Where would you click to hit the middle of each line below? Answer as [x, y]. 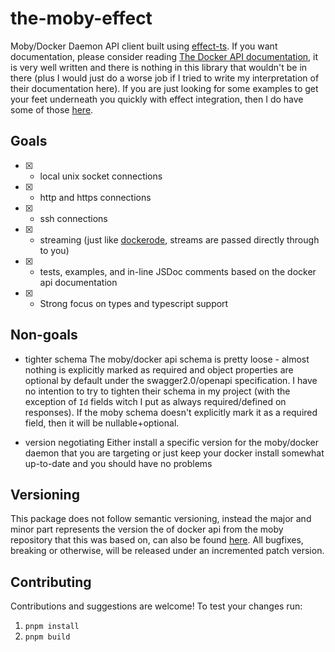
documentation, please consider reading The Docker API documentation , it [164, 56]
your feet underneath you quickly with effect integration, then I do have [157, 99]
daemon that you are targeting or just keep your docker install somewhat [174, 453]
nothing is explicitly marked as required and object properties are [159, 369]
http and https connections [95, 197]
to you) [54, 250]
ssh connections [73, 218]
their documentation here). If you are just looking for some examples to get [164, 88]
